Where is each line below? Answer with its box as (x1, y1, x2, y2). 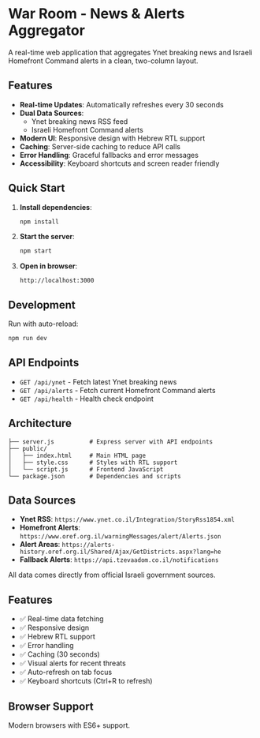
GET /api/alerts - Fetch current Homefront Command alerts (19, 385, 216, 395)
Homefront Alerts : (19, 523, 81, 533)
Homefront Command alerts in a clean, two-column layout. (8, 56, 199, 66)
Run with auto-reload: (8, 319, 79, 328)
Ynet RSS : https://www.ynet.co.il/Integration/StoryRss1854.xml (19, 515, 235, 524)
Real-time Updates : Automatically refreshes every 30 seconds (19, 99, 225, 109)
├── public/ (8, 444, 47, 452)
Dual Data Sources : (19, 108, 84, 118)
